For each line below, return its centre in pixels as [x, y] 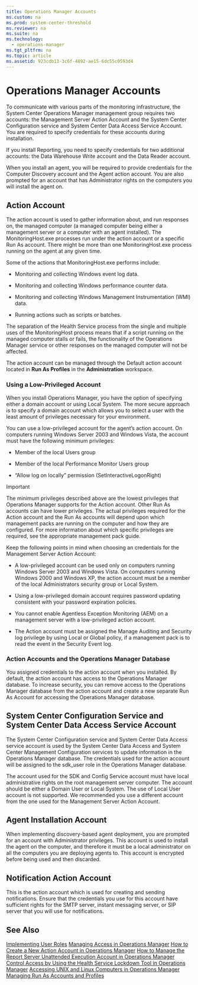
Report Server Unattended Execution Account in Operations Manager [90, 957]
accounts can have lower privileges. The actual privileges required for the [96, 511]
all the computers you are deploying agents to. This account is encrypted [95, 853]
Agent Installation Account [56, 820]
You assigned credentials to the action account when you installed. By [92, 672]
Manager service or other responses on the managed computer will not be [97, 345]
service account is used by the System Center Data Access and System [94, 745]
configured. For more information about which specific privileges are [90, 530]
